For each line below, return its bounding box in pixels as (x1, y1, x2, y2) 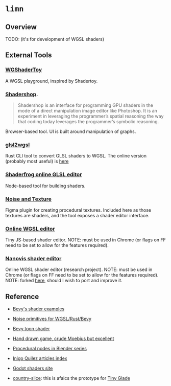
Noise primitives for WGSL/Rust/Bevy (12, 316, 92, 322)
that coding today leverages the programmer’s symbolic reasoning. (17, 118, 159, 124)
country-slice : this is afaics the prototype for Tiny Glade (12, 375, 130, 381)
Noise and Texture (5, 195, 52, 202)
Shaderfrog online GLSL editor (5, 171, 82, 178)
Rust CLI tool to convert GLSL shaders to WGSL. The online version (5, 153, 147, 159)
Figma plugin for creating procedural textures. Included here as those (5, 207, 152, 213)
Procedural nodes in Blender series (12, 346, 87, 352)
